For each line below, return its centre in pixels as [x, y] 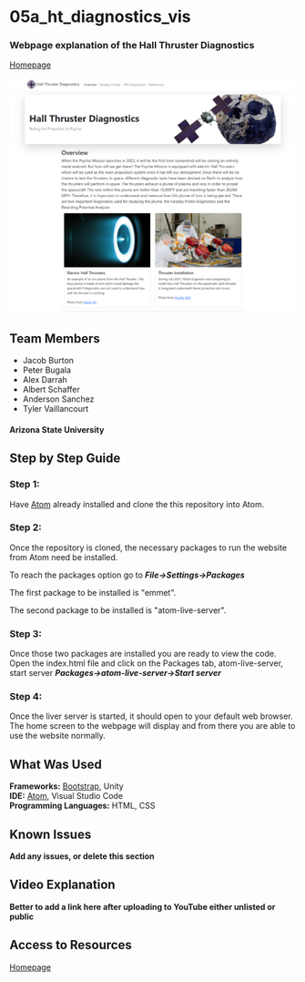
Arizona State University [57, 429]
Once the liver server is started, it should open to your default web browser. [151, 716]
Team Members [55, 338]
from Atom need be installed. [64, 557]
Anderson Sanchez [58, 399]
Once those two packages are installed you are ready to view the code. [143, 654]
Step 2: [26, 527]
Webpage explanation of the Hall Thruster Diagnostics [132, 46]
